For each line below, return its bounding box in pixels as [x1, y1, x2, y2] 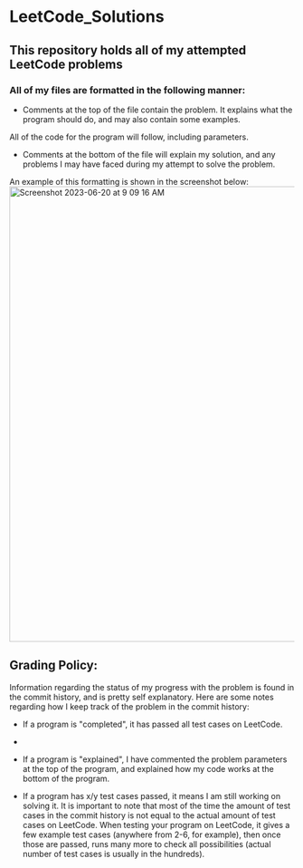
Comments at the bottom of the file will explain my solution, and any [22, 149, 276, 159]
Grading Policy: [9, 658, 98, 673]
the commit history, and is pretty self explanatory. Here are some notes [9, 691, 274, 702]
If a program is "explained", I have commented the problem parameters [22, 754, 288, 765]
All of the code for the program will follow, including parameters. [9, 131, 249, 142]
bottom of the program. [22, 773, 110, 784]
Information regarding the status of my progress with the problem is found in [9, 681, 295, 692]
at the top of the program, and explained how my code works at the [22, 763, 274, 774]
